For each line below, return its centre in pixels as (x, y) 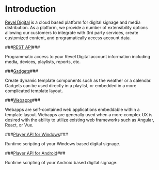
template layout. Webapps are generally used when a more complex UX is (79, 114)
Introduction (31, 9)
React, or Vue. (19, 125)
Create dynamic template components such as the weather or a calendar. (78, 80)
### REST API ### (23, 47)
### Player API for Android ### (35, 153)
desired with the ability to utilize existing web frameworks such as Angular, (79, 120)
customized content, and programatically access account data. (68, 38)
